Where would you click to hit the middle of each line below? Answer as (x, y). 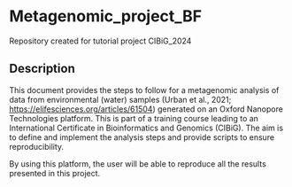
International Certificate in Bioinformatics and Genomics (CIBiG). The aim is (146, 128)
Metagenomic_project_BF (106, 16)
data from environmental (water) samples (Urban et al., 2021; (120, 99)
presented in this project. (55, 173)
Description (42, 69)
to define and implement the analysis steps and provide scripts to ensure (142, 137)
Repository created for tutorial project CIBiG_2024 (100, 41)
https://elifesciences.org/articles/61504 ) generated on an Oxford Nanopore (146, 109)
